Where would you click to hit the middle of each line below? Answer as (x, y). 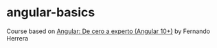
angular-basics (51, 13)
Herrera (18, 38)
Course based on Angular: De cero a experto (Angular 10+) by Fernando (108, 31)
